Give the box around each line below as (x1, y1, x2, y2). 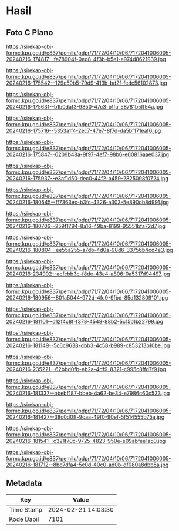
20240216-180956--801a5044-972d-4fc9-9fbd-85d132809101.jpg (6, 294, 168, 301)
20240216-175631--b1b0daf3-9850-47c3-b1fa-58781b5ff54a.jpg (6, 103, 163, 110)
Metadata (6, 478, 42, 488)
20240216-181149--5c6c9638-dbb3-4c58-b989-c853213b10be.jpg (6, 342, 170, 349)
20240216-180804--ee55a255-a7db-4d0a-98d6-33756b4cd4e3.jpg (6, 247, 173, 253)
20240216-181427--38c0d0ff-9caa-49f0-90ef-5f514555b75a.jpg (6, 414, 165, 421)
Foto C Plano (6, 28, 53, 38)
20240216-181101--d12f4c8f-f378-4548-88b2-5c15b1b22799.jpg (6, 318, 163, 325)
